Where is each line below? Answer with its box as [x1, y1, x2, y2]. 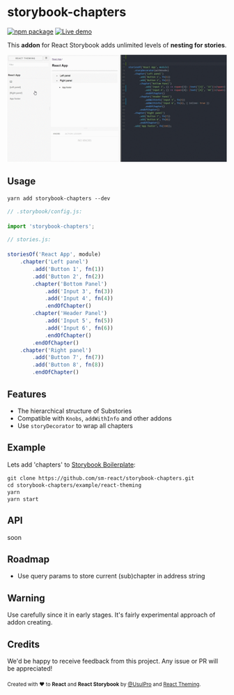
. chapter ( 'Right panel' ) [19, 346, 92, 353]
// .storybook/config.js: [7, 207, 82, 215]
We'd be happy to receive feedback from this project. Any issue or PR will [7, 657, 218, 665]
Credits [7, 638, 40, 650]
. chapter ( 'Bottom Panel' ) [32, 280, 108, 287]
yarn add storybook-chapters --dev [7, 195, 111, 202]
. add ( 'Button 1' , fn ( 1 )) [32, 265, 104, 272]
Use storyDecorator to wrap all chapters [17, 421, 134, 430]
